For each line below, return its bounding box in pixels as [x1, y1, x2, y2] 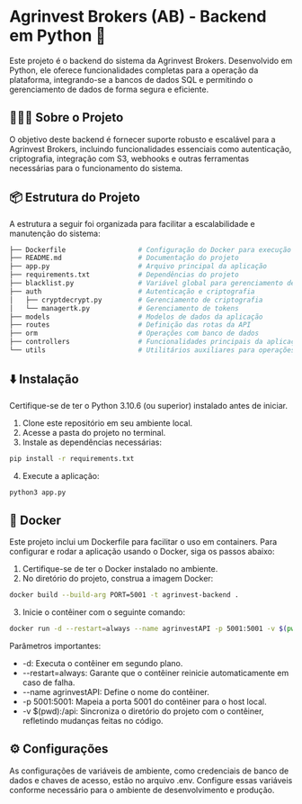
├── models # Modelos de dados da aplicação [9, 312, 263, 321]
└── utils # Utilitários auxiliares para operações [9, 346, 296, 355]
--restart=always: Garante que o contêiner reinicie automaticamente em [22, 668, 289, 679]
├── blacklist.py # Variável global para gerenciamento [9, 279, 283, 288]
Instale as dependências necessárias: [22, 437, 163, 447]
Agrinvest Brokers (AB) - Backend [9, 6, 267, 27]
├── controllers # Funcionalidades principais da [9, 338, 263, 347]
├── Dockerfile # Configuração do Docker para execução [9, 245, 292, 254]
